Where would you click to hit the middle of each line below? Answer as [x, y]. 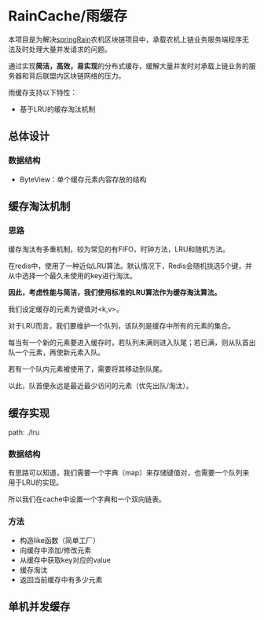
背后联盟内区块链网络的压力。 [77, 75]
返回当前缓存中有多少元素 [61, 579]
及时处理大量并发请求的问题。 [63, 49]
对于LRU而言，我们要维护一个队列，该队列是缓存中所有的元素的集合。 [122, 326]
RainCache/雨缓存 [68, 16]
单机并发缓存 [39, 607]
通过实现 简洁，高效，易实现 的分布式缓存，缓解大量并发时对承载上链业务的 [128, 66]
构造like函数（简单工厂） [60, 540]
